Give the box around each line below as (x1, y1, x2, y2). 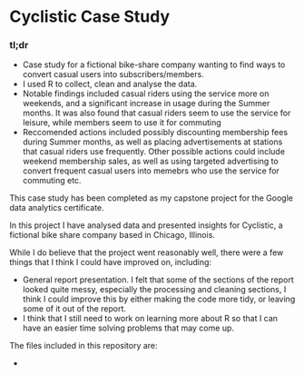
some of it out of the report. (22, 303, 127, 314)
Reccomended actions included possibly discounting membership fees (22, 127, 289, 138)
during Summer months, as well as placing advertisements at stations (22, 136, 283, 147)
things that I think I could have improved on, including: (9, 257, 211, 268)
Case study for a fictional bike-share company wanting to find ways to (22, 59, 286, 70)
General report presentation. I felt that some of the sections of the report (22, 274, 295, 285)
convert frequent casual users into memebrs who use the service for (22, 165, 279, 176)
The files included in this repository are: (9, 340, 158, 351)
